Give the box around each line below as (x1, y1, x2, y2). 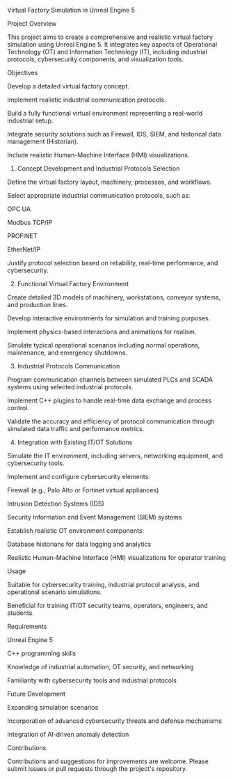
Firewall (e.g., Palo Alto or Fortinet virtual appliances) (7, 486, 159, 494)
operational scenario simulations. (7, 588, 102, 596)
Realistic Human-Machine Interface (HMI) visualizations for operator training (7, 554, 226, 561)
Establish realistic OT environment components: (7, 526, 145, 535)
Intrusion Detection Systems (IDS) (7, 499, 104, 508)
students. (7, 609, 35, 617)
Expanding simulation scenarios (7, 703, 99, 711)
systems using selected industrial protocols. (7, 383, 134, 391)
